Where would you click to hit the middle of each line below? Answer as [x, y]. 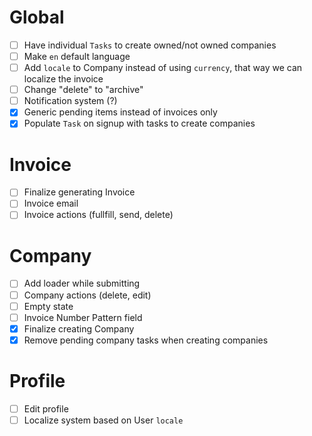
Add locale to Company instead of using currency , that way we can [163, 68]
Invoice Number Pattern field [83, 317]
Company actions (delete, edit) [87, 295]
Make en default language [77, 56]
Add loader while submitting [82, 283]
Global [37, 17]
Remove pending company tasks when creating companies [146, 340]
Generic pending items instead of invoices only [120, 112]
